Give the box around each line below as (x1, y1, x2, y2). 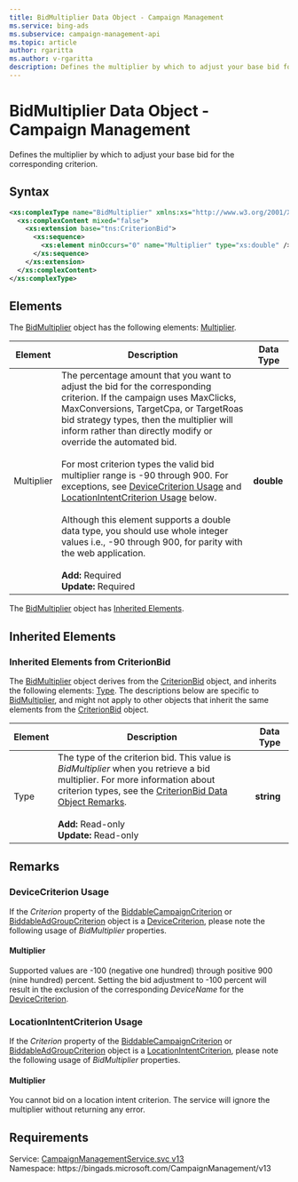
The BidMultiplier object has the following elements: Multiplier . (9, 322, 237, 333)
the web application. (61, 547, 146, 560)
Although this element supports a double (61, 514, 231, 526)
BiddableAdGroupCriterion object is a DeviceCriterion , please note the (9, 915, 266, 926)
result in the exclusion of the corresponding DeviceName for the (9, 984, 244, 994)
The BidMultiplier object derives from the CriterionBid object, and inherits (9, 676, 277, 686)
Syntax (9, 184, 50, 200)
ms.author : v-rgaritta (9, 54, 93, 63)
